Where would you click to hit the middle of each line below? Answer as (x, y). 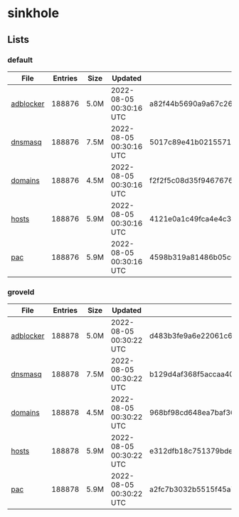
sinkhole (33, 13)
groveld (21, 292)
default (20, 60)
